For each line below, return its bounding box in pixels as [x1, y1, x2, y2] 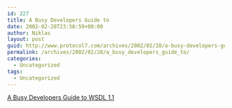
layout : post [7, 36, 45, 43]
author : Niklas [7, 29, 51, 37]
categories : [7, 55, 41, 62]
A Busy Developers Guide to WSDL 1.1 [7, 93, 115, 102]
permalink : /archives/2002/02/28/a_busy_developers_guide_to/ [7, 49, 190, 56]
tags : [7, 68, 23, 75]
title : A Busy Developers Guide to [7, 17, 110, 24]
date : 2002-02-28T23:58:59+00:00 [7, 23, 104, 30]
